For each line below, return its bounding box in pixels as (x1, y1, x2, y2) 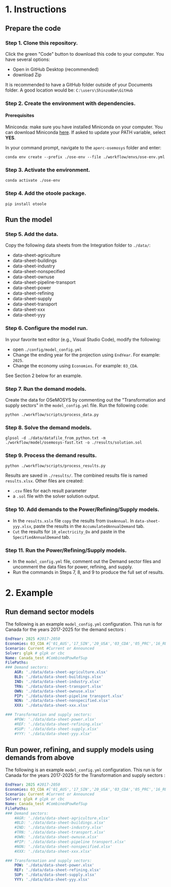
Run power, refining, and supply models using (5, 745, 154, 754)
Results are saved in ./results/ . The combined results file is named (5, 472, 148, 479)
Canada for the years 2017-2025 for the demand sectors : (5, 627, 126, 633)
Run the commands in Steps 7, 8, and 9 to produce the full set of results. (12, 569, 164, 575)
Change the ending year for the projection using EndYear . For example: (12, 351, 160, 358)
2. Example (5, 587, 53, 599)
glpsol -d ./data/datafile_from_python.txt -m (5, 436, 106, 441)
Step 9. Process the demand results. (5, 452, 97, 459)
